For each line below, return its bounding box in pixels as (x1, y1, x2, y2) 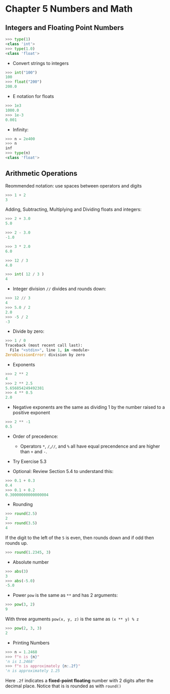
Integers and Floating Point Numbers (5, 23, 124, 32)
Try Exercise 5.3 (12, 458, 47, 464)
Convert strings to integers (12, 60, 69, 66)
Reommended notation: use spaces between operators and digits (5, 182, 142, 188)
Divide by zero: (12, 328, 45, 334)
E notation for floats (12, 93, 54, 99)
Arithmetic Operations (5, 169, 78, 178)
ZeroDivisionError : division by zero (5, 353, 85, 358)
